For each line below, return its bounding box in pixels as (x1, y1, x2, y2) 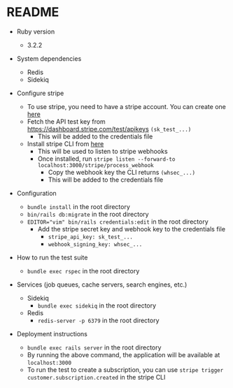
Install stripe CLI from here (27, 139, 104, 148)
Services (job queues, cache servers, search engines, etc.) (16, 280, 188, 289)
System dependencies (16, 54, 82, 63)
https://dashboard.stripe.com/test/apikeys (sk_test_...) (27, 124, 192, 133)
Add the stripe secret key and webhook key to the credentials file (37, 224, 225, 233)
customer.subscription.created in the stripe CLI (27, 373, 166, 381)
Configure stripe (16, 89, 64, 97)
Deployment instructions (16, 329, 88, 338)
